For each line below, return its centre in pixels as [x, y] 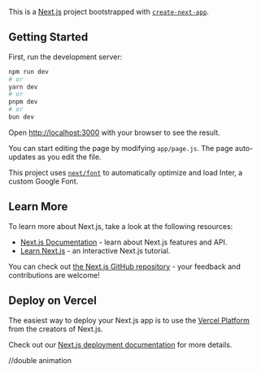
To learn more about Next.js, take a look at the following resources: [121, 226]
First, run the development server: [65, 57]
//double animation [40, 360]
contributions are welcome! [54, 275]
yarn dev [23, 87]
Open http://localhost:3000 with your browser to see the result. [115, 132]
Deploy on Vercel [53, 301]
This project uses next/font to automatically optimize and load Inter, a [126, 172]
